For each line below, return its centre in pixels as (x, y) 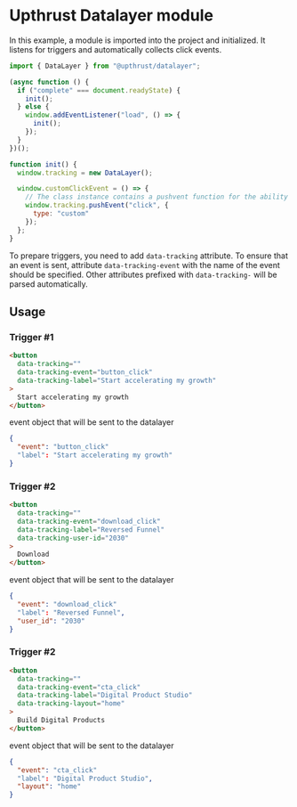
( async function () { (49, 82)
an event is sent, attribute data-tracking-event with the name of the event (144, 265)
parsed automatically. (49, 284)
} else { (33, 107)
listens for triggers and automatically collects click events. (116, 49)
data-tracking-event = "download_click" (89, 521)
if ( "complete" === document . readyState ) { (99, 90)
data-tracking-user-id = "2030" (73, 538)
